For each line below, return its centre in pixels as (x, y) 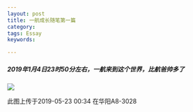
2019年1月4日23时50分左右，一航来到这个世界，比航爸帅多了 (96, 69)
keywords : (22, 40)
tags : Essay (24, 33)
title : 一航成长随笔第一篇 (42, 20)
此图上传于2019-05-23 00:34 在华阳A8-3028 (72, 101)
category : (22, 27)
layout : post (26, 14)
